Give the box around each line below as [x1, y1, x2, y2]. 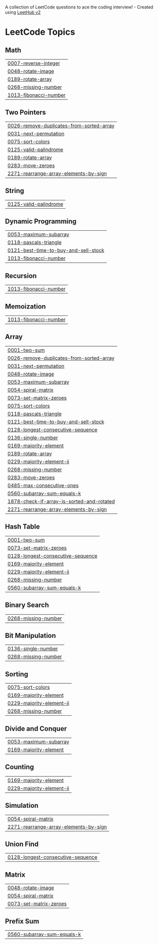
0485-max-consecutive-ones [7, 482, 79, 489]
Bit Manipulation [5, 631, 56, 640]
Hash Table [5, 523, 40, 531]
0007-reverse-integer [7, 60, 60, 67]
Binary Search [5, 601, 49, 609]
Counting [5, 763, 34, 771]
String [5, 187, 24, 195]
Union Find [5, 840, 39, 848]
